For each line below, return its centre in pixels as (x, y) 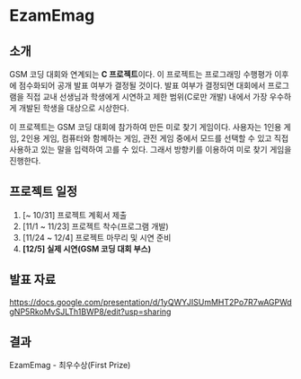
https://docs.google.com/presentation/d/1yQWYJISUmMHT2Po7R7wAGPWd (150, 302)
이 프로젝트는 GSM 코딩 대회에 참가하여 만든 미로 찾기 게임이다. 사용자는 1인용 (146, 127)
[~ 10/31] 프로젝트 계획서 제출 (75, 215)
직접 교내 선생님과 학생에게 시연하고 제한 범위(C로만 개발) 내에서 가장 (146, 97)
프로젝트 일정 (44, 192)
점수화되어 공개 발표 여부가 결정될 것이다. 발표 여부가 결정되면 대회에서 (142, 85)
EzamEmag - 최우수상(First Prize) (70, 366)
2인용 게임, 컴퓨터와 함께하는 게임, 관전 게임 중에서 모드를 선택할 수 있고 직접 (155, 138)
